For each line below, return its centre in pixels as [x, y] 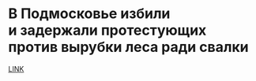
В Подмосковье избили [89, 14]
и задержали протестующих [107, 30]
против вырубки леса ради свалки [128, 47]
